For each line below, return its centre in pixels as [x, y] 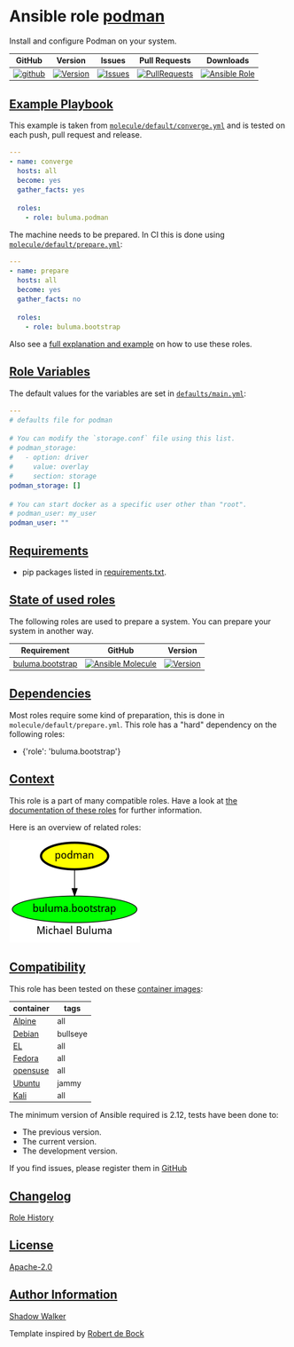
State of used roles [62, 600]
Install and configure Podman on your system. [93, 41]
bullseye [73, 1034]
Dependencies [50, 694]
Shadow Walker [38, 1316]
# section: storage [53, 476]
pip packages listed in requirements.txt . [94, 572]
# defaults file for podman [61, 420]
